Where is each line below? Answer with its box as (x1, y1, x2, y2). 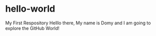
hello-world (5, 3, 56, 15)
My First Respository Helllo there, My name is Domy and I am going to (5, 20, 151, 26)
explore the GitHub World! (5, 25, 60, 31)
